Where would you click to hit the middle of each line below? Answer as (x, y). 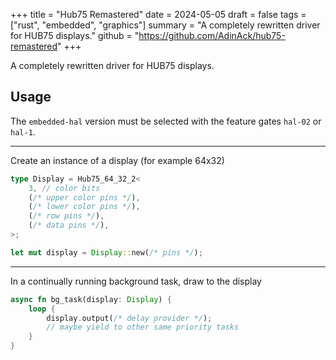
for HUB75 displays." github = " (75, 35)
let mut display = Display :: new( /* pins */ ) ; (106, 252)
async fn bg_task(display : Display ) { (91, 299)
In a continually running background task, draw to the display (136, 281)
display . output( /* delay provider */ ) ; (129, 318)
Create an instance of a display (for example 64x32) (117, 160)
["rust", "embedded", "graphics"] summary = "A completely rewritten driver (165, 25)
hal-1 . (23, 131)
